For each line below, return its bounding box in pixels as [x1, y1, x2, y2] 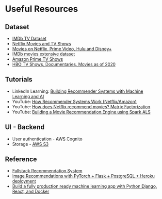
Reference [5, 155, 37, 164]
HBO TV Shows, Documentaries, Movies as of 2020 [12, 62, 116, 67]
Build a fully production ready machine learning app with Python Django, [12, 183, 157, 189]
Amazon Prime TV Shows [12, 56, 63, 62]
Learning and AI [12, 93, 44, 99]
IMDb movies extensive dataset [12, 51, 75, 57]
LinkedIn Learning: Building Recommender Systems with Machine [12, 88, 144, 94]
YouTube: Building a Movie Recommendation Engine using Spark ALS [12, 109, 151, 115]
